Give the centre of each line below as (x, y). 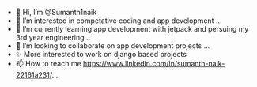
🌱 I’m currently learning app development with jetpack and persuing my (132, 29)
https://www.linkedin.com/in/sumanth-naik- (154, 64)
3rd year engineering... (53, 37)
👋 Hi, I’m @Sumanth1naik (56, 12)
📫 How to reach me (48, 64)
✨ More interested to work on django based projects (101, 54)
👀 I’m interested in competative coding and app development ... (119, 21)
